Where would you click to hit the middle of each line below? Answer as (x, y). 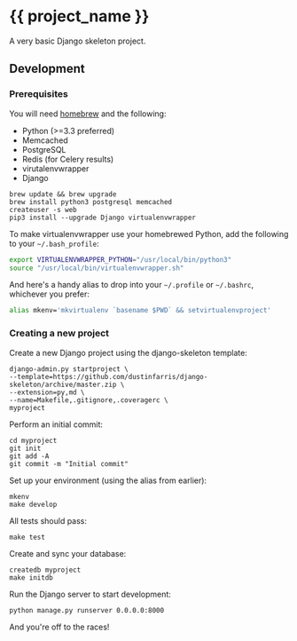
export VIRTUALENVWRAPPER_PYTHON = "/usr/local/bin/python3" (121, 259)
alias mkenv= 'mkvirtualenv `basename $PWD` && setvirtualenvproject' (141, 311)
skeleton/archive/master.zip (63, 384)
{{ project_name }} (79, 16)
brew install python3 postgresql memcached (91, 202)
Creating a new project (59, 333)
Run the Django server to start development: (90, 594)
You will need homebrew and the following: (88, 114)
